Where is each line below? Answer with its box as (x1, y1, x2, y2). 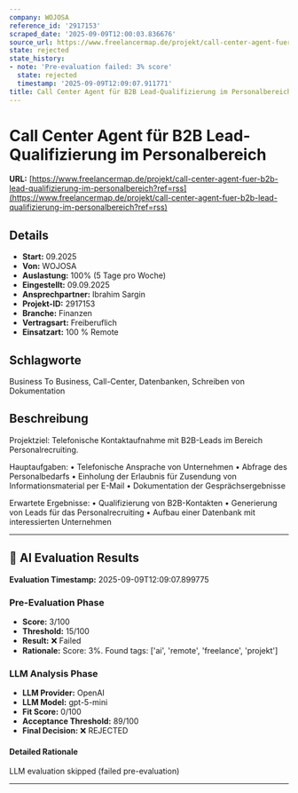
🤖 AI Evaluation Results (9, 551, 140, 566)
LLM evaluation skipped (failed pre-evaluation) (9, 765, 180, 777)
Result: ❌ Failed (21, 635, 82, 646)
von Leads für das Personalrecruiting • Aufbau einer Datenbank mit (9, 507, 255, 518)
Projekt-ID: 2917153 (21, 298, 96, 309)
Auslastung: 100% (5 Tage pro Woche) (21, 270, 167, 281)
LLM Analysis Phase (9, 667, 98, 679)
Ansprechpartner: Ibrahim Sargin (21, 289, 146, 300)
